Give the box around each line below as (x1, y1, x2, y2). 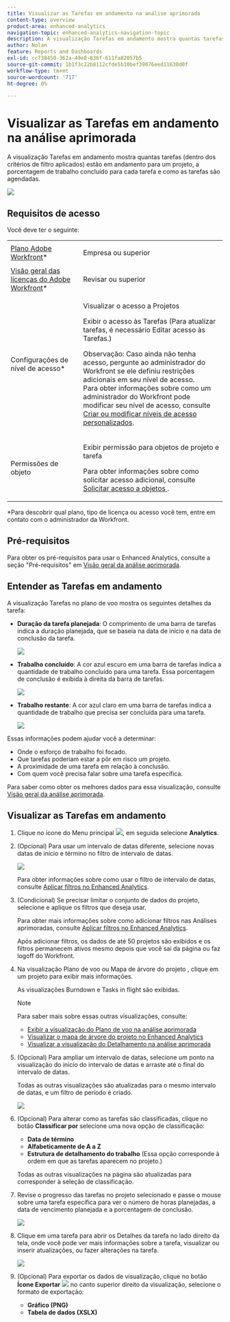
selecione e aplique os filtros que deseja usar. (16, 903, 146, 912)
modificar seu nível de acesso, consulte (83, 400, 211, 410)
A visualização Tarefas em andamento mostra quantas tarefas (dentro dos (7, 153, 216, 161)
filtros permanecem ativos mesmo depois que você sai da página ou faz (16, 944, 221, 953)
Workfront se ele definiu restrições (83, 366, 195, 376)
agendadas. (7, 175, 41, 183)
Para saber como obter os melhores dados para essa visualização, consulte (7, 782, 221, 791)
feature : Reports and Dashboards (7, 49, 103, 56)
